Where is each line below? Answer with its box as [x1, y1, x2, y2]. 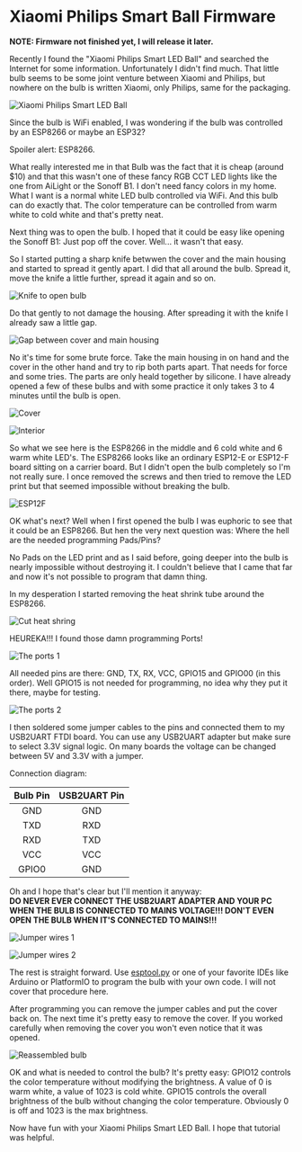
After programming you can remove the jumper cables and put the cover [9, 1003, 278, 1014]
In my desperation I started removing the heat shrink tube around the [9, 588, 265, 599]
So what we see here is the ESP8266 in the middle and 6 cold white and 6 [9, 442, 283, 453]
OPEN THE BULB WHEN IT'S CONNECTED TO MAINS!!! [9, 915, 218, 925]
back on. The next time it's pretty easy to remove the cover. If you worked [9, 1013, 283, 1023]
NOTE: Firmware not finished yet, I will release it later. [9, 36, 214, 47]
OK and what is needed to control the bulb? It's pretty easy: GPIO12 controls [9, 1067, 291, 1077]
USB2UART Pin [58, 789, 125, 801]
